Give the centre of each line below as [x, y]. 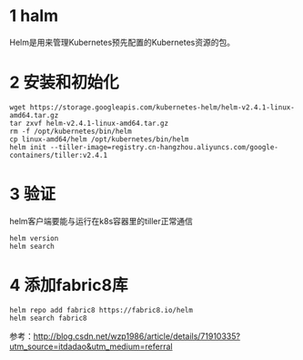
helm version [34, 238]
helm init [28, 147]
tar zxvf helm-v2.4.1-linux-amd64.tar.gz [89, 123]
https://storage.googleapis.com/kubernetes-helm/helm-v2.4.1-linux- [162, 107]
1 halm [34, 16]
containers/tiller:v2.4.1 [58, 155]
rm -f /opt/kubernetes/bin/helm [71, 131]
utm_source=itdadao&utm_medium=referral [91, 346]
